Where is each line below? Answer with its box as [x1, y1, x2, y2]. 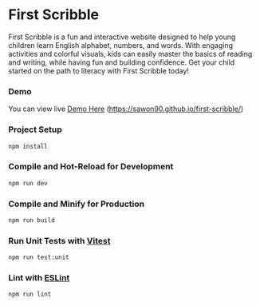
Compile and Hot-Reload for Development [8, 161, 174, 173]
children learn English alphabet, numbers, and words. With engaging [8, 40, 234, 50]
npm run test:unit [8, 253, 69, 261]
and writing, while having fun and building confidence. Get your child [8, 58, 235, 67]
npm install [8, 142, 48, 150]
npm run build [8, 216, 56, 225]
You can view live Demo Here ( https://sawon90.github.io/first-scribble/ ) [8, 104, 244, 113]
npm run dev [8, 179, 48, 187]
